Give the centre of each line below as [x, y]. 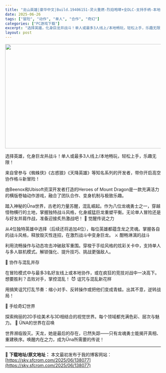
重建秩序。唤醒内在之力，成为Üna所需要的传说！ [55, 339]
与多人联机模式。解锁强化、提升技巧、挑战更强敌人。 [59, 252]
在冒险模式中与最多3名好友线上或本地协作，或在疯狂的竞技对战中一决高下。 [82, 273]
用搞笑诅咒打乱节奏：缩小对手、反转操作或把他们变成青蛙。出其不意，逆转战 [83, 289]
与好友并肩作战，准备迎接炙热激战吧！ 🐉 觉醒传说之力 [60, 218]
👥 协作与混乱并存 [22, 262]
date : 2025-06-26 [23, 14]
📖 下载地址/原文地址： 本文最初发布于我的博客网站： [59, 354]
